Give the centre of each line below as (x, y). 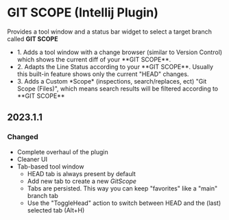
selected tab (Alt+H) (56, 210)
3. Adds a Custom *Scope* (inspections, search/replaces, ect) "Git (112, 81)
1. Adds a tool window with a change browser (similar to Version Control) (120, 52)
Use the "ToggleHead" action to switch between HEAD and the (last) (124, 203)
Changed (23, 137)
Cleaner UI (32, 159)
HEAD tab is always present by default (81, 173)
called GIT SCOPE (33, 38)
